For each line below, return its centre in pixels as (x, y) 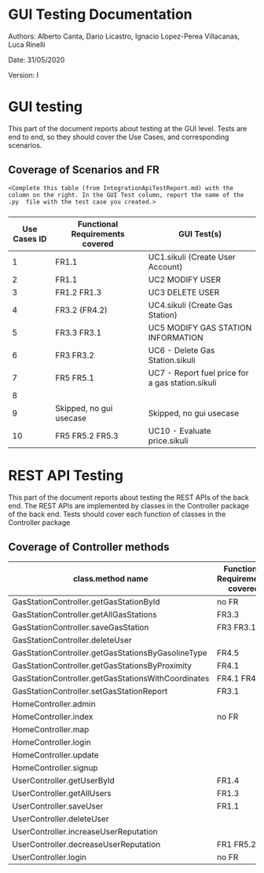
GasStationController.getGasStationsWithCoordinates (111, 679)
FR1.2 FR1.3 (78, 292)
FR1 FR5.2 (237, 845)
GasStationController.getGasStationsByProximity (102, 666)
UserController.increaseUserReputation (85, 832)
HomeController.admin (54, 704)
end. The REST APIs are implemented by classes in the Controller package (129, 505)
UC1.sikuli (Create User (192, 257)
